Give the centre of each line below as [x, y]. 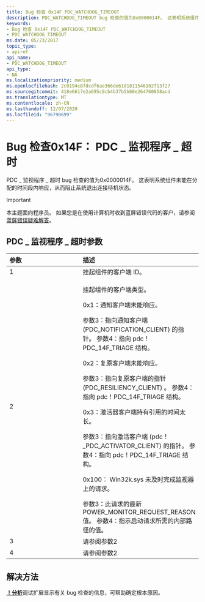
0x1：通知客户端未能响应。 [122, 305]
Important [19, 200]
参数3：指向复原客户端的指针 [124, 378]
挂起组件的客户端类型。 [117, 290]
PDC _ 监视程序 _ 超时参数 [55, 242]
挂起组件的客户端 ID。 [114, 272]
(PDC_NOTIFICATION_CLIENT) [127, 329]
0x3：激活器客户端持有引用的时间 [131, 412]
